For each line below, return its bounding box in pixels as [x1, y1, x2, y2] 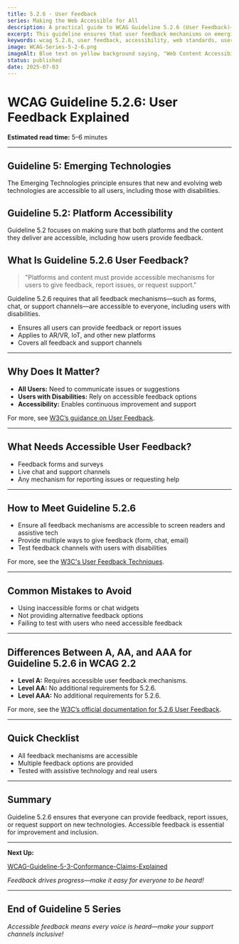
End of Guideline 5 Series [7, 903, 122, 916]
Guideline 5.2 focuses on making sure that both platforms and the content [7, 226, 224, 235]
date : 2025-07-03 [7, 63, 59, 70]
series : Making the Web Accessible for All [7, 17, 139, 24]
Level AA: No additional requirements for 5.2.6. [17, 684, 156, 693]
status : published [7, 57, 62, 64]
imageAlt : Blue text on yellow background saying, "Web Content [7, 51, 202, 58]
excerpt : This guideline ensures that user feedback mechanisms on [7, 30, 212, 38]
